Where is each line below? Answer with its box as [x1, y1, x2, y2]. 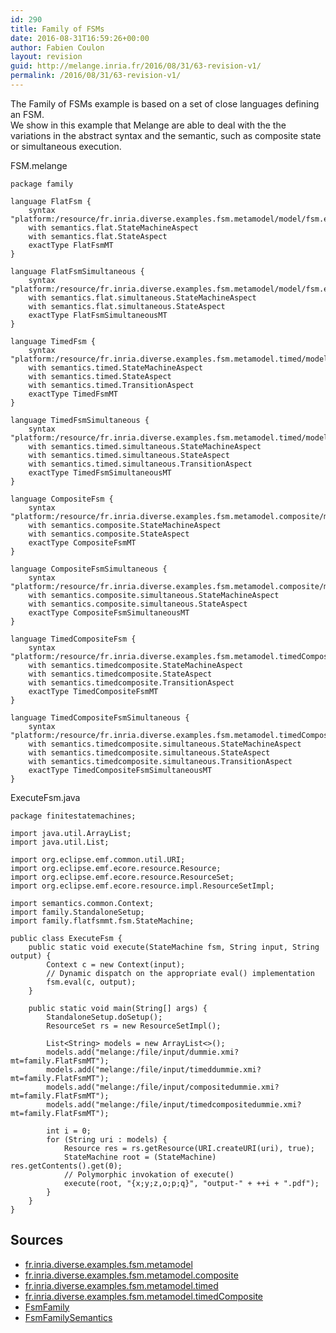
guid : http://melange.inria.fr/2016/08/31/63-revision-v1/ [10, 61, 262, 71]
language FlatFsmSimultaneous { [10, 266, 145, 276]
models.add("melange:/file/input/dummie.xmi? [46, 1047, 240, 1057]
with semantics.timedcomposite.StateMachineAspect [28, 660, 244, 670]
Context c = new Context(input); [46, 959, 186, 970]
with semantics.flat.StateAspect [28, 231, 168, 241]
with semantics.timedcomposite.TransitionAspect [28, 677, 235, 688]
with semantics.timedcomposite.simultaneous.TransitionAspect [28, 756, 293, 766]
